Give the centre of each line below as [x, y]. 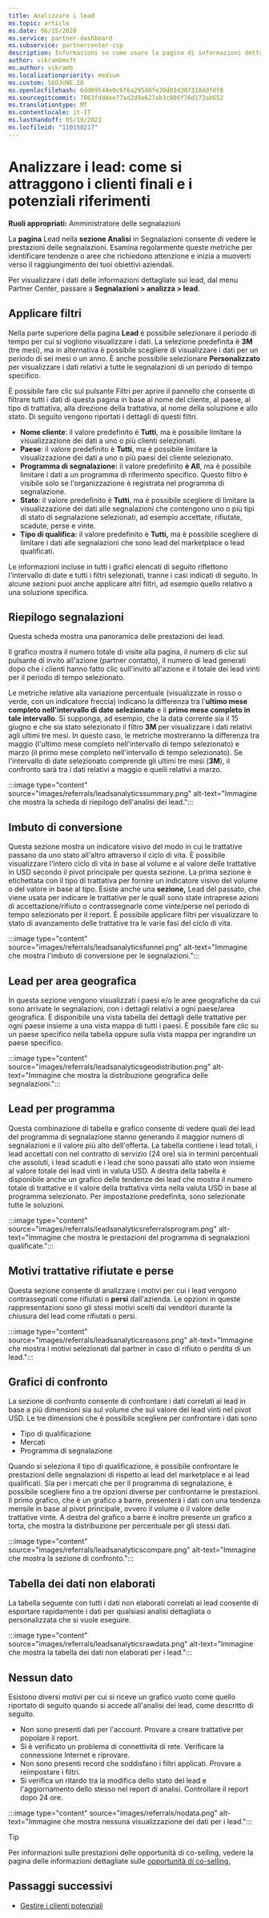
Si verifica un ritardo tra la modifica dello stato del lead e [113, 1780]
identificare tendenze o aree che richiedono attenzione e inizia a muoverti [130, 255]
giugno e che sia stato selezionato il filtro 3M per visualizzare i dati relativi [130, 727]
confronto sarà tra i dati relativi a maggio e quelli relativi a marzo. [115, 770]
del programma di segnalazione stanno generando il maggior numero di [126, 1136]
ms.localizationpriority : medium [64, 75]
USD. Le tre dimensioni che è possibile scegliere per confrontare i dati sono [133, 1418]
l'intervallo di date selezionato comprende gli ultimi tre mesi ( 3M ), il [119, 761]
